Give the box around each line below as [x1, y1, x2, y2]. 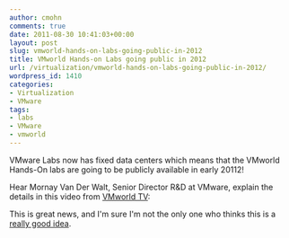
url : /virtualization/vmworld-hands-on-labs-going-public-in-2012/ [9, 64, 267, 73]
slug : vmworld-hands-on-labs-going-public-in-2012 [9, 47, 203, 56]
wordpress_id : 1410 [9, 72, 83, 81]
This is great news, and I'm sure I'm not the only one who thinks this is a [9, 208, 276, 219]
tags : [9, 105, 30, 114]
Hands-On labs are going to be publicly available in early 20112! [9, 163, 244, 175]
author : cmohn [9, 13, 63, 22]
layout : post [9, 38, 58, 48]
